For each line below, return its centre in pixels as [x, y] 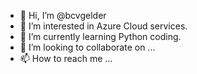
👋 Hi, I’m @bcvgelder [63, 15]
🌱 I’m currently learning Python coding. [100, 36]
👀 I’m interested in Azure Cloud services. [103, 26]
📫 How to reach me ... [66, 58]
